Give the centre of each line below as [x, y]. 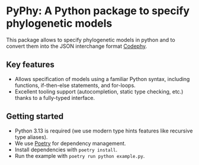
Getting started [35, 117]
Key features [30, 65]
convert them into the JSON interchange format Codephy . [77, 46]
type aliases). [31, 137]
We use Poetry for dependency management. [70, 143]
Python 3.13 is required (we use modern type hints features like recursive [104, 131]
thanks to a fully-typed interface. [55, 98]
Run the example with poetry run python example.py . [80, 156]
